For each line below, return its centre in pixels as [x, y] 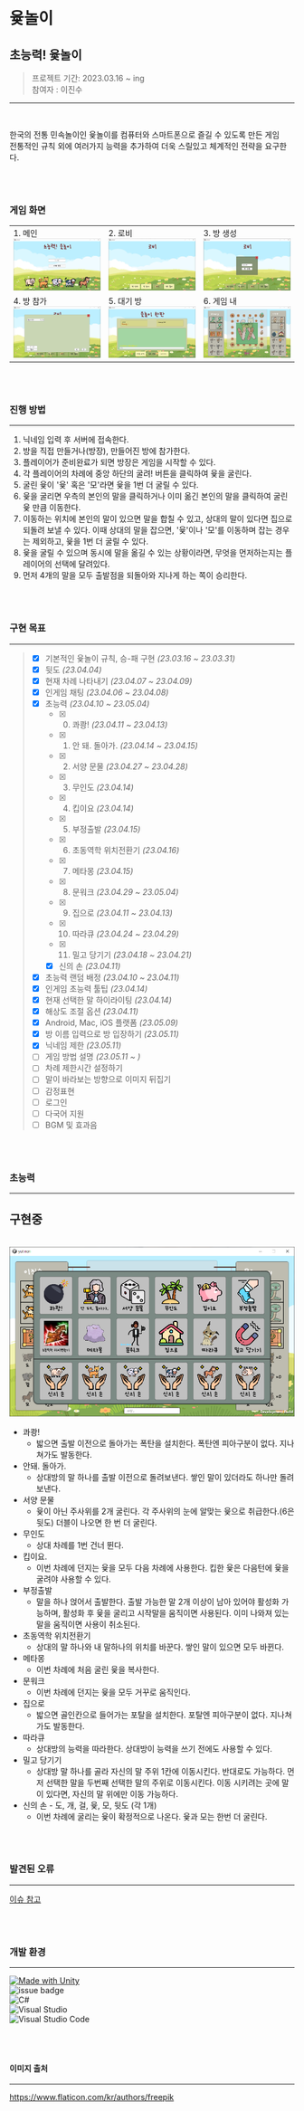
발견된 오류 [32, 1869]
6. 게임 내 [220, 300]
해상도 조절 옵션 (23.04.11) [91, 1012]
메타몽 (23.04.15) [103, 870]
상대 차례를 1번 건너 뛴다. [80, 1545]
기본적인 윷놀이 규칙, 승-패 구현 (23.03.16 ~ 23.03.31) [140, 658]
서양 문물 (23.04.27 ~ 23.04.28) [130, 766]
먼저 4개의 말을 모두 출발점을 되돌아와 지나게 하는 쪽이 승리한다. [135, 575]
